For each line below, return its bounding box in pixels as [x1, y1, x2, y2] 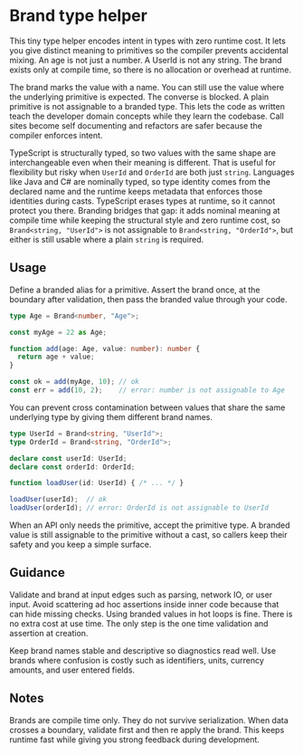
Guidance [9, 565, 65, 580]
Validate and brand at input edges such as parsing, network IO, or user [9, 589, 273, 600]
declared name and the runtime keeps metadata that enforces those [9, 186, 263, 196]
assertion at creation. [9, 627, 89, 638]
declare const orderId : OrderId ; [9, 463, 136, 472]
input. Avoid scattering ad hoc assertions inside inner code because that [9, 598, 279, 609]
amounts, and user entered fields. [9, 664, 136, 675]
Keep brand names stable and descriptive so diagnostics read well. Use [9, 644, 277, 656]
